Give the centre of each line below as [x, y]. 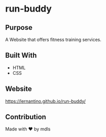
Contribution [26, 117]
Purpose [19, 28]
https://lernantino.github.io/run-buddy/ [45, 101]
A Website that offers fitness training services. [54, 39]
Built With [21, 55]
